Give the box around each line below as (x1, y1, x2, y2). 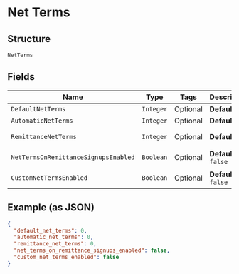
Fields (7, 71, 36, 83)
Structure (7, 33, 51, 45)
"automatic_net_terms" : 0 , (14, 233, 94, 241)
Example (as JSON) (7, 201, 95, 214)
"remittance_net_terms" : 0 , (14, 240, 97, 248)
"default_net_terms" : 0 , (14, 227, 87, 234)
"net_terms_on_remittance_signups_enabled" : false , (14, 247, 171, 254)
